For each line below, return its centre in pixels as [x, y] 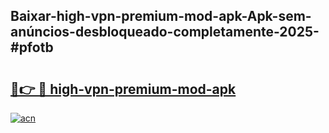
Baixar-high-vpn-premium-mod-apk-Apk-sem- [161, 16]
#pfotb [32, 47]
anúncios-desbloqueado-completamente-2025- [165, 32]
